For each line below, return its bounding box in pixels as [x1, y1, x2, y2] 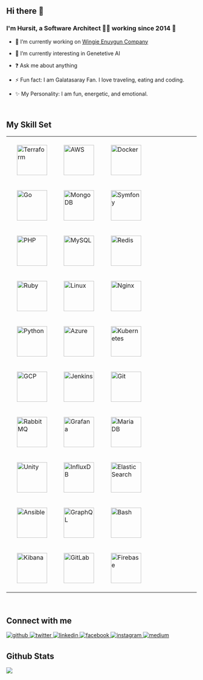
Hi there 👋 [6, 6, 44, 16]
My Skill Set [6, 120, 52, 130]
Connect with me [6, 615, 72, 626]
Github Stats [6, 651, 54, 661]
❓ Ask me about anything [14, 62, 77, 69]
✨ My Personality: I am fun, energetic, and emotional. [14, 90, 148, 97]
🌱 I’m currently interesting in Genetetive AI [14, 50, 121, 57]
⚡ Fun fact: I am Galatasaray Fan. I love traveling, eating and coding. [14, 76, 184, 83]
